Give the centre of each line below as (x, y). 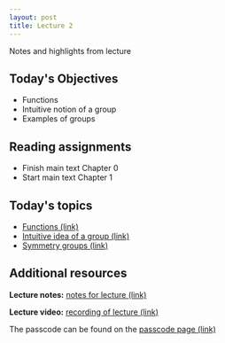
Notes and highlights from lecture (70, 51)
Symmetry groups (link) (65, 246)
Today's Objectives (64, 78)
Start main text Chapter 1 (67, 177)
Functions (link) (50, 226)
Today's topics (51, 205)
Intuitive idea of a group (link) (76, 236)
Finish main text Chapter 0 (70, 168)
